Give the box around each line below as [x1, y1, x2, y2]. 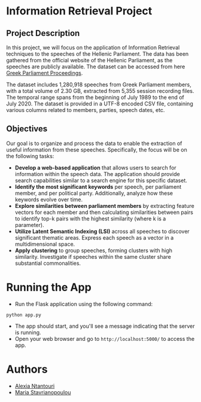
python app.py [6, 312, 42, 318]
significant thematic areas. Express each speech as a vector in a [14, 234, 174, 241]
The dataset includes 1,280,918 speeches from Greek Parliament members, [6, 81, 191, 88]
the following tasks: [6, 152, 54, 159]
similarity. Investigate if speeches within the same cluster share [14, 253, 172, 260]
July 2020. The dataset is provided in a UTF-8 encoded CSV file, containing [6, 100, 193, 107]
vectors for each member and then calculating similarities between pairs [14, 208, 193, 216]
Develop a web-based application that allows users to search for [14, 164, 176, 171]
